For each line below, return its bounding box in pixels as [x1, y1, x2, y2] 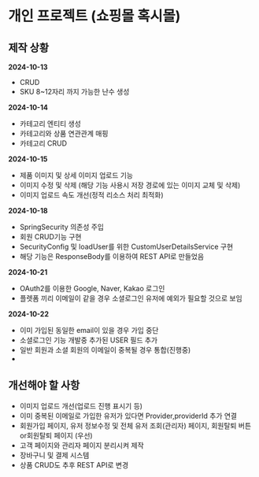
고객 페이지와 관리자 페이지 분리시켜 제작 [19, 440, 144, 449]
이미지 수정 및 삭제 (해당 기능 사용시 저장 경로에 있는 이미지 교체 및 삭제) [19, 180, 241, 190]
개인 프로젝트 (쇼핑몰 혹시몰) [8, 7, 181, 25]
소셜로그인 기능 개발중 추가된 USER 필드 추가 [19, 335, 158, 345]
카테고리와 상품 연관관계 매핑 [19, 129, 109, 138]
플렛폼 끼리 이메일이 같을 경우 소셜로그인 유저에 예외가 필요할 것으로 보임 [19, 294, 242, 303]
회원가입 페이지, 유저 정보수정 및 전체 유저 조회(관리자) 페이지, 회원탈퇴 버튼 [19, 420, 252, 430]
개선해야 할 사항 [8, 379, 80, 392]
